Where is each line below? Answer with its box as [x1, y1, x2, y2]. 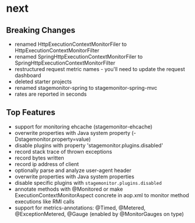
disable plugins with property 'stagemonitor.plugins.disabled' [14, 141, 163, 148]
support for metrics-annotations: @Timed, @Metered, [14, 204, 146, 211]
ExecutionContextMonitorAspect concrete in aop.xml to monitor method [14, 191, 190, 198]
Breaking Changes [6, 25, 75, 35]
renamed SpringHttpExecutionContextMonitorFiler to [14, 53, 143, 60]
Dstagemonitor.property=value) [14, 136, 91, 143]
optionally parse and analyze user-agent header [14, 167, 131, 174]
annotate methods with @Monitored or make [14, 185, 123, 192]
